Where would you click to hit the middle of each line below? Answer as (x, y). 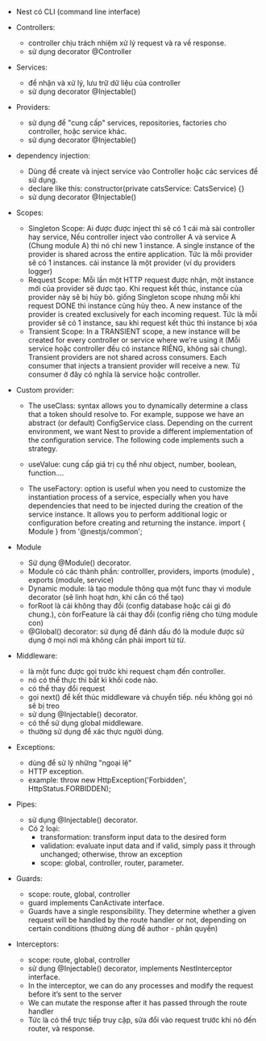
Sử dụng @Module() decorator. (79, 563)
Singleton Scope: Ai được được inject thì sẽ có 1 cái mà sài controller (141, 228)
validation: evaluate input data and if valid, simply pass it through (148, 845)
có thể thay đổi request (66, 689)
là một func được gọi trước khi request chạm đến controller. (127, 671)
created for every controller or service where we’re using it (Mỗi (134, 340)
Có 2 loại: (44, 828)
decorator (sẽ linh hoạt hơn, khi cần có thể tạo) (106, 597)
